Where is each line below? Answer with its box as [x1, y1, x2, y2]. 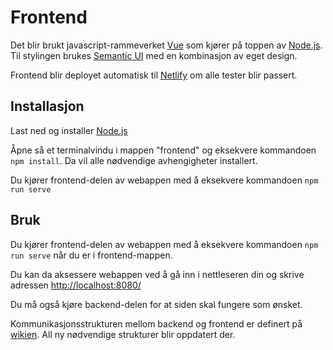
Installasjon [10, 98, 85, 115]
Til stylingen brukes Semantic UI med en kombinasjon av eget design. [10, 49, 298, 61]
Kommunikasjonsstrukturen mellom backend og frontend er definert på [10, 317, 303, 330]
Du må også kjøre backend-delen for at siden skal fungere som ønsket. [10, 298, 303, 310]
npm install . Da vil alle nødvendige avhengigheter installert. [10, 154, 258, 166]
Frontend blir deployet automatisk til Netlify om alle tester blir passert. [10, 69, 298, 81]
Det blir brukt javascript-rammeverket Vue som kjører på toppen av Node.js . [10, 39, 323, 51]
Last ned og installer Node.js [10, 124, 128, 136]
